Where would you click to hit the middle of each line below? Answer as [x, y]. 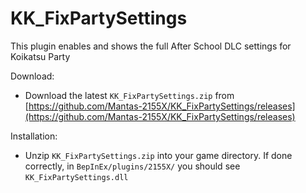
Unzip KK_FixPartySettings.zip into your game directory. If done [158, 155]
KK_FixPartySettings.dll [76, 177]
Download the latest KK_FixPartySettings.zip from [129, 95]
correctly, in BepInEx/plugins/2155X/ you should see [132, 166]
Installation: [34, 136]
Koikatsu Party [40, 56]
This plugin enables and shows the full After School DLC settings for [151, 46]
